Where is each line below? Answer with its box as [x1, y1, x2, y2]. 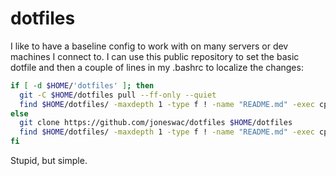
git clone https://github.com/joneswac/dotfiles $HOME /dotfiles [19, 118, 293, 128]
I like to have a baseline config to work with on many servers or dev [10, 40, 289, 52]
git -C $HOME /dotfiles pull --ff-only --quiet [19, 90, 217, 100]
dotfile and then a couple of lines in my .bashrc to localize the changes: [10, 61, 304, 73]
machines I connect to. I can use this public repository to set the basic [10, 50, 300, 62]
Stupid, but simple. [10, 155, 88, 167]
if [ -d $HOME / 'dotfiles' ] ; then [10, 80, 155, 91]
